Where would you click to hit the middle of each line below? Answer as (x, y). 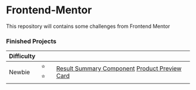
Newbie (20, 72)
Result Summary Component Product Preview (119, 69)
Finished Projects (31, 41)
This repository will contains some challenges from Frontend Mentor (88, 26)
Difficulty (22, 56)
